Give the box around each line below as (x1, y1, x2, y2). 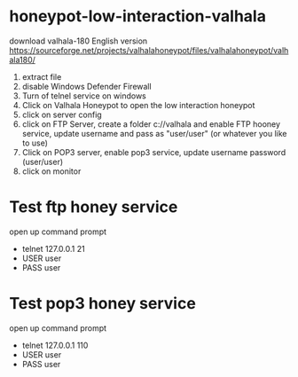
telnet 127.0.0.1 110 (21, 340, 89, 350)
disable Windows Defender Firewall (21, 81, 153, 91)
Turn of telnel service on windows (21, 90, 146, 101)
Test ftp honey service (9, 197, 178, 217)
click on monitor (21, 166, 82, 177)
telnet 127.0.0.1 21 (21, 243, 86, 254)
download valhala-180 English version (9, 35, 148, 46)
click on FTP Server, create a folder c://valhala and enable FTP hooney (21, 118, 281, 130)
